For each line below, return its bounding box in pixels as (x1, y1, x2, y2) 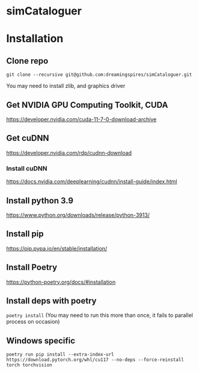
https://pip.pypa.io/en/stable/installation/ (6, 245, 108, 252)
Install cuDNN (6, 164, 47, 172)
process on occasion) (6, 318, 60, 325)
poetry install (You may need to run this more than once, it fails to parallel (6, 312, 194, 319)
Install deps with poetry (6, 295, 97, 306)
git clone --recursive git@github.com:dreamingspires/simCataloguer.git (6, 72, 192, 78)
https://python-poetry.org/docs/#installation (6, 278, 116, 286)
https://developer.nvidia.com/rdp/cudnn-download (6, 149, 132, 156)
